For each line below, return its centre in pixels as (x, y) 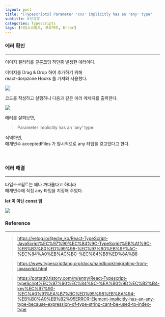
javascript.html (32, 269)
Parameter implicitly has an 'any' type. (56, 127)
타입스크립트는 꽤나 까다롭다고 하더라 (41, 184)
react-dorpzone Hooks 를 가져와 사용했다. (46, 78)
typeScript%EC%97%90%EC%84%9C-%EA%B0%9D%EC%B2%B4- (88, 283)
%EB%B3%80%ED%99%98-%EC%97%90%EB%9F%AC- (77, 249)
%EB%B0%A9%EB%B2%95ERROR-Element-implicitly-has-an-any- (86, 299)
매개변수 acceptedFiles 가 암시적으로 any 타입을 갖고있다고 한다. (68, 144)
